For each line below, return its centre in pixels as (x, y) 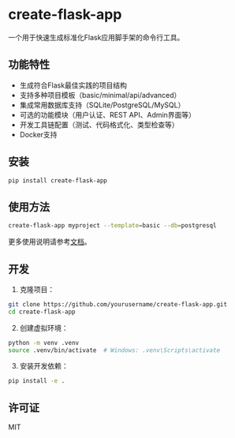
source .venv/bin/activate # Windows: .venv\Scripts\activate (114, 350)
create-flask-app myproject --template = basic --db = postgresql (112, 226)
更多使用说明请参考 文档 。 (50, 241)
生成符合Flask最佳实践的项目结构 (73, 85)
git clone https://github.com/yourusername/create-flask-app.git (117, 304)
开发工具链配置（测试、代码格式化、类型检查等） (99, 125)
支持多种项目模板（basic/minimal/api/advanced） (100, 95)
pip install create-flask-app (58, 180)
